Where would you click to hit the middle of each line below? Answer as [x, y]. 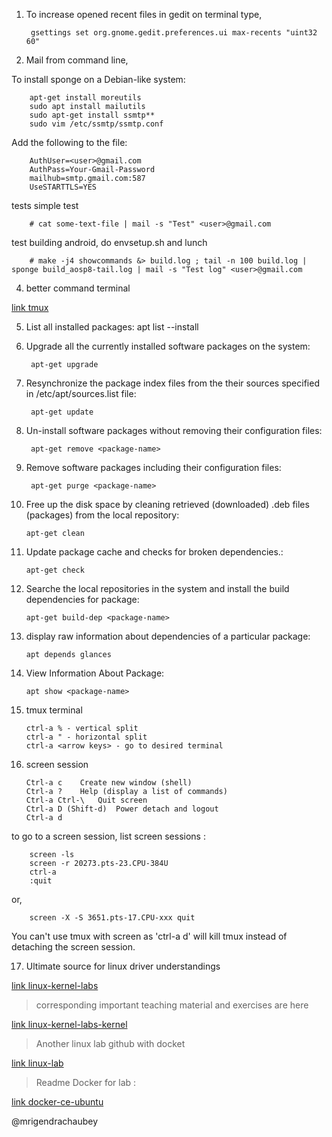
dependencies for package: [82, 599]
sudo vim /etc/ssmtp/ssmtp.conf [96, 124]
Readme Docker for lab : [86, 1082]
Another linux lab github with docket [110, 1043]
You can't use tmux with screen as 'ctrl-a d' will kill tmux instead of [149, 936]
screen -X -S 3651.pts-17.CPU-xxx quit [112, 918]
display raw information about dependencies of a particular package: [168, 636]
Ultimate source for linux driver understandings [123, 966]
